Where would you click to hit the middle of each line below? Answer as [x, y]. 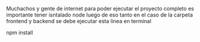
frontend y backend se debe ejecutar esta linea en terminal [79, 21]
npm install [20, 33]
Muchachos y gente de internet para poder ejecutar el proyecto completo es [100, 9]
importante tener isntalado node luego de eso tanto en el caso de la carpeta [99, 15]
